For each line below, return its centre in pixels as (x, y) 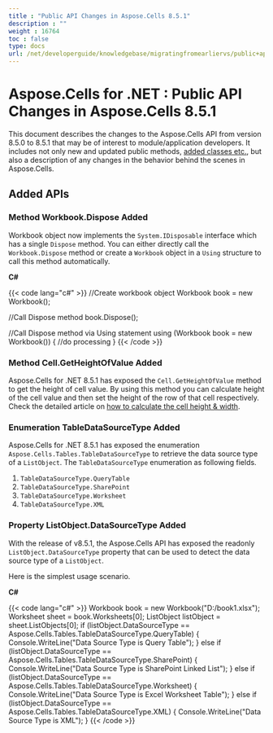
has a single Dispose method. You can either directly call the (109, 244)
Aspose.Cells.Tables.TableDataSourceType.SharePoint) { (103, 660)
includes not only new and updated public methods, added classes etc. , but (135, 151)
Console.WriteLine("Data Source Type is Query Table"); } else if (115, 642)
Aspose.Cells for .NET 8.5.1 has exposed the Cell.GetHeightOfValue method (135, 380)
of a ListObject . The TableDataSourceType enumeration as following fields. (133, 463)
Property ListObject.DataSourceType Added (97, 525)
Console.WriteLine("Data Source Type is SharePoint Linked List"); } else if (132, 668)
